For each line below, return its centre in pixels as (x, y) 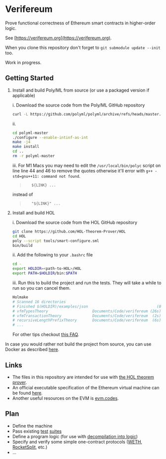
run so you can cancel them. (41, 288)
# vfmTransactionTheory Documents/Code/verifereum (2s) (87, 316)
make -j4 (21, 142)
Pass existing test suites (37, 431)
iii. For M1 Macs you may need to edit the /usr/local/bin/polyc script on (86, 165)
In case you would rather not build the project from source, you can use (78, 344)
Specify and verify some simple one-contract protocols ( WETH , (77, 442)
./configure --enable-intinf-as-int (50, 137)
